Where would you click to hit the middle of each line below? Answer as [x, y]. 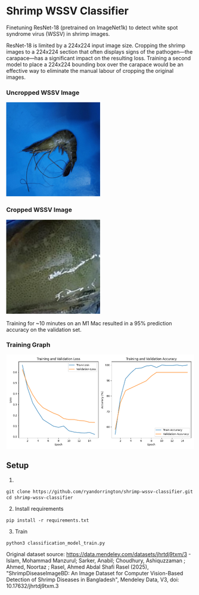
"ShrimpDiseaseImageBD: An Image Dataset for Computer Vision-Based [95, 573]
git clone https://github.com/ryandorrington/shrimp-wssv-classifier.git [100, 491]
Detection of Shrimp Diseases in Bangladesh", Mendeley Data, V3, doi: [93, 579]
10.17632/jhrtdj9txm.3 [32, 585]
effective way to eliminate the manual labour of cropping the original [90, 70]
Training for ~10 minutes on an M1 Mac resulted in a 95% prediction [89, 323]
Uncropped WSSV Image [43, 93]
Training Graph [28, 345]
